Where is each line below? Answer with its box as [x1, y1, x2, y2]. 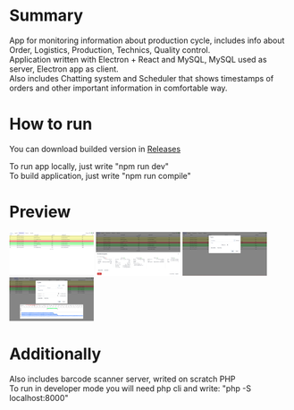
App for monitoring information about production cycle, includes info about [9, 35, 285, 46]
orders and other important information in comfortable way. [9, 82, 228, 93]
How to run [9, 114, 93, 134]
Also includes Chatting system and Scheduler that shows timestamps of [9, 73, 274, 83]
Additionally [9, 344, 102, 363]
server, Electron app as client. [9, 64, 119, 74]
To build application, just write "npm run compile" [9, 170, 191, 181]
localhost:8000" [9, 392, 69, 403]
